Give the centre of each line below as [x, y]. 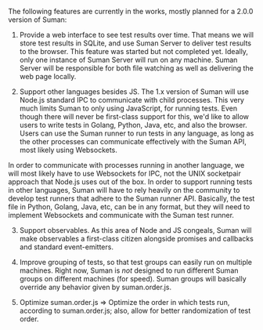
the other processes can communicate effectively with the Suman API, [133, 141]
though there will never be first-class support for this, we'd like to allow [134, 116]
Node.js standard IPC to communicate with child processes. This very [132, 100]
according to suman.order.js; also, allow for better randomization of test [135, 310]
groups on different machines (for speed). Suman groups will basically [133, 279]
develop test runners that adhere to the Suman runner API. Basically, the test [131, 198]
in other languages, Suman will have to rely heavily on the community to [124, 190]
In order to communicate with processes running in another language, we [126, 165]
